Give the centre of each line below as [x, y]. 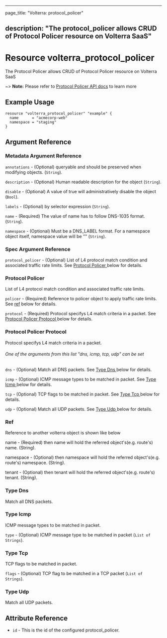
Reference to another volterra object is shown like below [63, 433]
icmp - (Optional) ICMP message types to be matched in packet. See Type [81, 379]
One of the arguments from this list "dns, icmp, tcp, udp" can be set [75, 354]
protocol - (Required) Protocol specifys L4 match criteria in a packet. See [81, 314]
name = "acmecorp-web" [39, 118]
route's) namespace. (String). [35, 463]
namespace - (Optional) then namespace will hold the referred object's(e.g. [83, 457]
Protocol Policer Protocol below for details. [49, 319]
